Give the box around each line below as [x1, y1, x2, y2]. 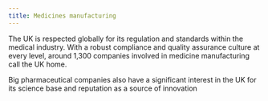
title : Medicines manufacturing [8, 11, 116, 20]
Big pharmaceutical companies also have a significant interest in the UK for [8, 75, 257, 84]
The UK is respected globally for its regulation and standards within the [8, 34, 243, 43]
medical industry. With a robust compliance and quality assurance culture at [8, 42, 260, 52]
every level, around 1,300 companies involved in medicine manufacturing [8, 50, 250, 60]
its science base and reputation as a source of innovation [8, 83, 198, 93]
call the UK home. [8, 59, 67, 69]
